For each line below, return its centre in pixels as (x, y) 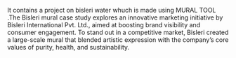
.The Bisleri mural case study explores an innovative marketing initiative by (115, 17)
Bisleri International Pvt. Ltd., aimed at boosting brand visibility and (104, 25)
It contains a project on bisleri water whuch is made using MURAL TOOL (112, 10)
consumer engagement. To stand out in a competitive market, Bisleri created (118, 32)
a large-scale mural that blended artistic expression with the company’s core (118, 40)
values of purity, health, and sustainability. (68, 47)
